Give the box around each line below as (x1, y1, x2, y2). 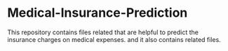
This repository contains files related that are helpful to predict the (7, 28, 199, 36)
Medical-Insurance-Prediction (7, 5, 188, 21)
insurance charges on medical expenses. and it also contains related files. (7, 35, 221, 43)
